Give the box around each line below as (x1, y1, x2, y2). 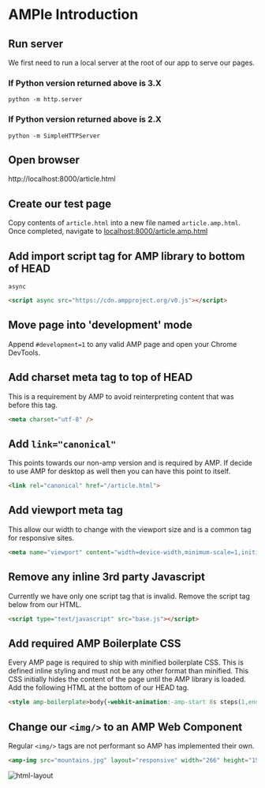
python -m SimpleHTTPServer (8, 132, 101, 140)
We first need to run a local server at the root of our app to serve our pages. (8, 58, 255, 67)
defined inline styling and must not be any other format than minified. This (8, 666, 249, 676)
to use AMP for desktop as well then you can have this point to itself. (8, 466, 231, 476)
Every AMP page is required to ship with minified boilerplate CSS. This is (8, 658, 244, 667)
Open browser (8, 153, 80, 167)
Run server (8, 37, 64, 51)
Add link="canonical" (8, 437, 117, 451)
